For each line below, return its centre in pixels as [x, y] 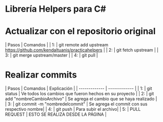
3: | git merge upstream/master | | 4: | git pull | [52, 55]
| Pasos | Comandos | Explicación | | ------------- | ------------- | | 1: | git [79, 88]
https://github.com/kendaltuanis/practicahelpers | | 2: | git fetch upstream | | [82, 50]
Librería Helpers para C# [56, 9]
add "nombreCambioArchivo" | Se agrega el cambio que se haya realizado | [81, 99]
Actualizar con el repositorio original [81, 31]
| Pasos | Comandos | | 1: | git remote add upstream [57, 45]
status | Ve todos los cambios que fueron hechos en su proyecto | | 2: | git [80, 94]
